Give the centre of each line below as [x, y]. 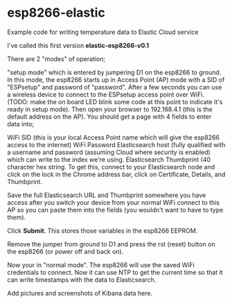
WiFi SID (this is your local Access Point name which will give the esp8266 [114, 137]
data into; [21, 124]
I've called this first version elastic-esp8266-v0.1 [78, 45]
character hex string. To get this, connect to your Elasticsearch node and [111, 167]
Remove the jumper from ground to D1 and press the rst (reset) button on [111, 244]
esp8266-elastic [56, 13]
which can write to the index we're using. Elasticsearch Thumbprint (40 [109, 159]
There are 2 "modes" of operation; [56, 59]
